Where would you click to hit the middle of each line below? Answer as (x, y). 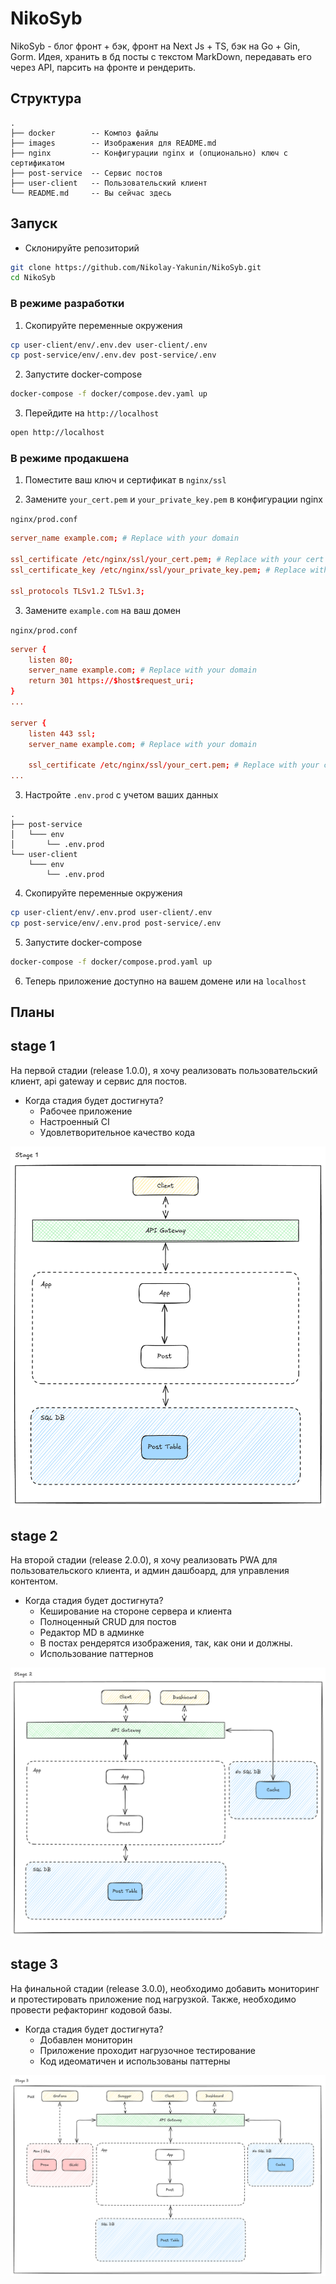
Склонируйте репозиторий (82, 248)
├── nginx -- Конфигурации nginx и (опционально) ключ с (149, 153)
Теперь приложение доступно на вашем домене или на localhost (165, 981)
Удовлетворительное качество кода (117, 1132)
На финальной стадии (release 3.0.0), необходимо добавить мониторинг (165, 1988)
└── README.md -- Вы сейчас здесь (91, 193)
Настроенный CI (74, 1121)
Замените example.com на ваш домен (103, 610)
